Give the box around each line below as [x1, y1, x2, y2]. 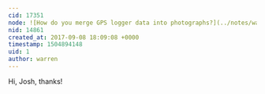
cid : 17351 [8, 11, 44, 20]
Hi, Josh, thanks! [8, 76, 63, 86]
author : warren [8, 56, 58, 63]
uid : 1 [8, 48, 30, 56]
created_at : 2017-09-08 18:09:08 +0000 [8, 33, 140, 42]
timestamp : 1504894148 [8, 41, 83, 49]
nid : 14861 [8, 26, 44, 34]
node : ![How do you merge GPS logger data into [8, 19, 168, 27]
